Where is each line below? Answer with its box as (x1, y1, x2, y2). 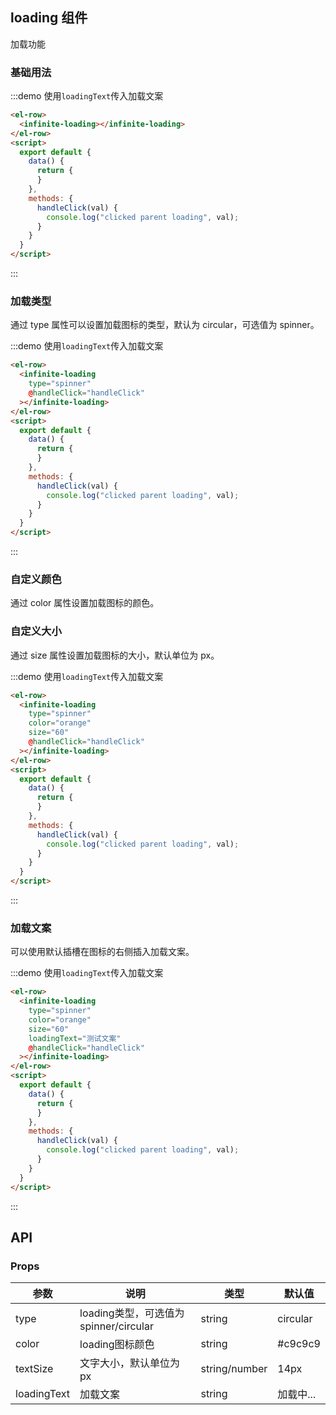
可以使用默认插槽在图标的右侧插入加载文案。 (10, 946, 195, 958)
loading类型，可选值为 (79, 1306, 185, 1320)
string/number (200, 1362, 268, 1376)
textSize (15, 1362, 54, 1376)
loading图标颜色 (79, 1338, 155, 1352)
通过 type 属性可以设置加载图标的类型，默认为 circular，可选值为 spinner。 (10, 319, 320, 331)
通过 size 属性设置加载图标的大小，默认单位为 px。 (10, 649, 220, 661)
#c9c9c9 (277, 1337, 321, 1351)
